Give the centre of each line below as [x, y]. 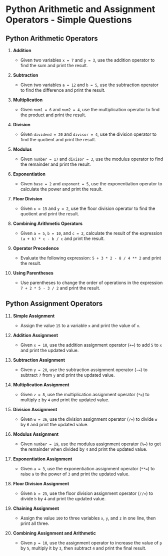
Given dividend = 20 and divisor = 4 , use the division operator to [88, 134]
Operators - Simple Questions [69, 20]
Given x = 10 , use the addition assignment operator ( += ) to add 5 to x [91, 345]
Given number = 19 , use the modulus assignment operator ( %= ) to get [91, 444]
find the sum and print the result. [54, 65]
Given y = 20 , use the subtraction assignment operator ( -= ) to [84, 370]
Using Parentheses [33, 273]
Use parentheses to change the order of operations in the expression [91, 283]
